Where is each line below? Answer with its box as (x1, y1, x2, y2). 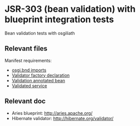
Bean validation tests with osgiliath (4, 30, 75, 36)
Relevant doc (4, 97, 46, 105)
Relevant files (4, 44, 48, 53)
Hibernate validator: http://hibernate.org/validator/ (11, 115, 114, 121)
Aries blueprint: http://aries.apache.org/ (11, 110, 93, 116)
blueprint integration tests (4, 14, 114, 25)
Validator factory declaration (11, 72, 70, 78)
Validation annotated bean (11, 77, 65, 83)
